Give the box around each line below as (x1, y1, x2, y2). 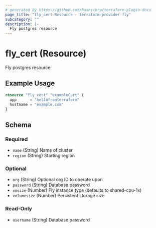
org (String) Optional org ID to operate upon (12, 177, 103, 183)
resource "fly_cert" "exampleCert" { (5, 92, 84, 97)
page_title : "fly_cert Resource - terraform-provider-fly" (5, 12, 131, 17)
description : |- (5, 21, 39, 27)
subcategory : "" (5, 17, 39, 22)
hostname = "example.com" (10, 102, 64, 107)
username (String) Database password (12, 216, 90, 222)
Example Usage (5, 79, 55, 88)
